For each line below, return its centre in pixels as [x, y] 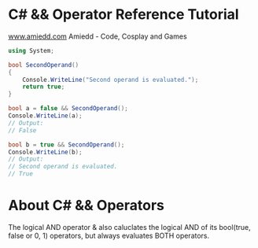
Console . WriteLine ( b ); [45, 152]
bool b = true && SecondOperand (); [66, 144]
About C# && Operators [87, 205]
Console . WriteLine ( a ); [45, 116]
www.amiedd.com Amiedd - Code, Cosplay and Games [98, 36]
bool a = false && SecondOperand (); [68, 109]
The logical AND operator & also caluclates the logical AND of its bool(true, [129, 227]
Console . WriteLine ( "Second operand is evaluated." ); [111, 80]
